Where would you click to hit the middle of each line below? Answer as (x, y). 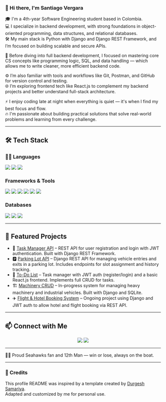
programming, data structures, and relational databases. (80, 34)
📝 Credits (17, 373)
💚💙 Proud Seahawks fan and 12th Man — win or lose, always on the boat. (80, 355)
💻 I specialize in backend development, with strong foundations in (73, 26)
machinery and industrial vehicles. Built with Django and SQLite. (77, 292)
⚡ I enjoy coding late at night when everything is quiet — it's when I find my (82, 102)
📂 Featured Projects (36, 236)
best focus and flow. (26, 109)
